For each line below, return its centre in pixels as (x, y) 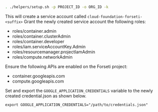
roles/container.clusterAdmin (41, 36)
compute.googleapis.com (38, 81)
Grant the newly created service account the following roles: (85, 22)
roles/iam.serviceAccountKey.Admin (49, 46)
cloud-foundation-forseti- (115, 17)
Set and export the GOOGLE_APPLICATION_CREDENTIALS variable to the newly (79, 90)
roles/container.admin (34, 31)
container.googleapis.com (39, 76)
